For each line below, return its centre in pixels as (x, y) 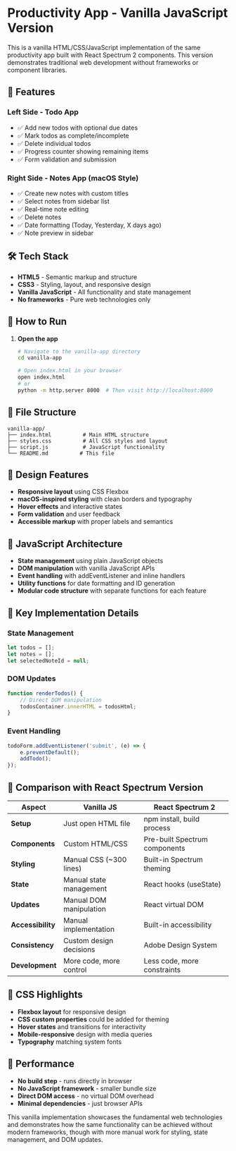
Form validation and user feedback (69, 514)
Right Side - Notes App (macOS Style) (73, 178)
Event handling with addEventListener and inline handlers (101, 576)
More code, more (92, 961)
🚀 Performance (41, 1064)
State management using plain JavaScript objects (90, 561)
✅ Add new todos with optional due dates (78, 128)
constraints (162, 969)
